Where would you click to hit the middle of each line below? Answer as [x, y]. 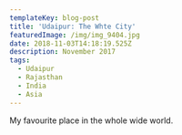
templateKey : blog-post [55, 18]
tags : [20, 60]
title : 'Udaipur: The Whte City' [73, 26]
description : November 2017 [63, 52]
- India [32, 86]
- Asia [30, 94]
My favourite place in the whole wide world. [91, 120]
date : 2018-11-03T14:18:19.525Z [71, 43]
